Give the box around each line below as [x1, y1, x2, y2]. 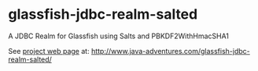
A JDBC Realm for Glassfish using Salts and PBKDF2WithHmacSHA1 [8, 31, 230, 41]
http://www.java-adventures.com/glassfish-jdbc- [90, 46, 250, 55]
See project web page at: [8, 46, 90, 55]
